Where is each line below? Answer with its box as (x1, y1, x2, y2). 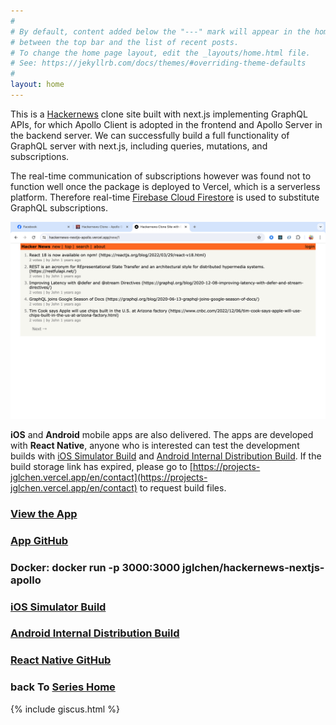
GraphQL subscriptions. (10, 201, 109, 214)
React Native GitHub (10, 653, 112, 667)
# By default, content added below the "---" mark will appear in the (10, 26, 311, 37)
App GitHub (10, 533, 69, 547)
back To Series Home (10, 680, 116, 694)
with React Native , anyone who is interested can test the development (10, 439, 300, 451)
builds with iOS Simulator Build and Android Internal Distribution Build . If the (10, 450, 322, 462)
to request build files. (139, 481, 227, 494)
